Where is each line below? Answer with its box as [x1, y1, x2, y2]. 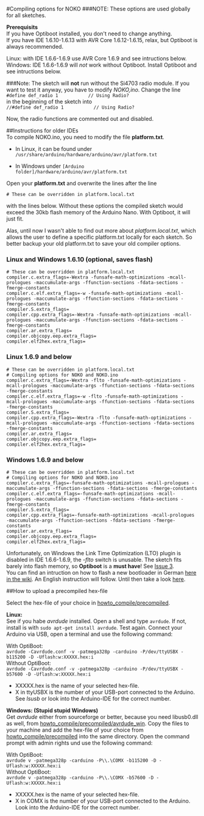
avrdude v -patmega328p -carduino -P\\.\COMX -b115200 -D [6, 757, 157, 763]
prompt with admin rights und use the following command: [6, 739, 153, 746]
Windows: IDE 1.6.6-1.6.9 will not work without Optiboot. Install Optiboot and [6, 61, 197, 68]
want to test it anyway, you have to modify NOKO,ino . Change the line [6, 86, 181, 93]
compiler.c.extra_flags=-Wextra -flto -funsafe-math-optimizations [6, 377, 181, 384]
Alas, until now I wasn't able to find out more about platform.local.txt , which [6, 227, 197, 234]
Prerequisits [6, 24, 38, 31]
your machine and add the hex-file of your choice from [6, 726, 144, 734]
